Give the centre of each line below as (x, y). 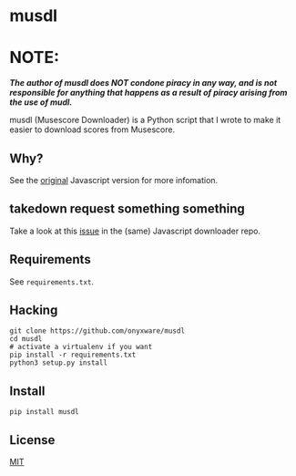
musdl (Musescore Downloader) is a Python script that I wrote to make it (145, 120)
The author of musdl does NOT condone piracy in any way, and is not (143, 83)
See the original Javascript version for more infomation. (114, 180)
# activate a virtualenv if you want (81, 347)
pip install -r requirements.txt (73, 355)
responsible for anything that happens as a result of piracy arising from (148, 93)
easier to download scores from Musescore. (92, 129)
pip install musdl (44, 412)
